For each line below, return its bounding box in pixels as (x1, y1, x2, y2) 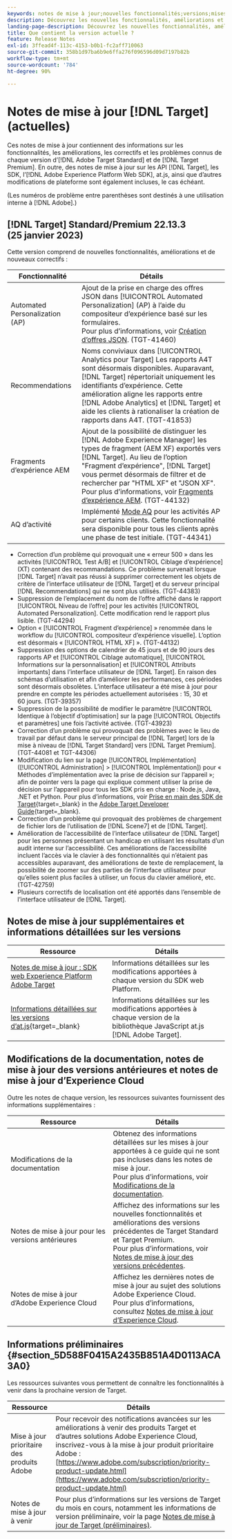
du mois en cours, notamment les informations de (55, 1503, 216, 1513)
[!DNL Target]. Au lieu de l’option (81, 452, 188, 462)
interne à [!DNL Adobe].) (7, 198, 77, 207)
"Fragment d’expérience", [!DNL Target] (81, 461, 211, 470)
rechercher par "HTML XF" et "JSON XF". (81, 478, 215, 488)
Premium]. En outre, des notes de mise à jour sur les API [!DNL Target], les (7, 163, 219, 171)
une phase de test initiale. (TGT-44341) (81, 533, 212, 542)
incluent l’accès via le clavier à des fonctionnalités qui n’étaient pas (17, 851, 209, 860)
